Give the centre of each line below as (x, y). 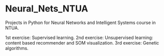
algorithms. (17, 48)
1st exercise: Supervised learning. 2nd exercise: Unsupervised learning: (79, 37)
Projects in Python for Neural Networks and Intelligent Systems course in (80, 22)
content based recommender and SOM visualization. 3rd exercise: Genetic (82, 42)
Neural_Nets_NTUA (47, 9)
